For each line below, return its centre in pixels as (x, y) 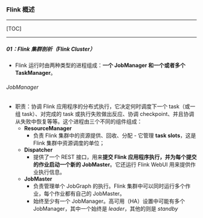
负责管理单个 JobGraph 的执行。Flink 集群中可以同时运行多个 (109, 186)
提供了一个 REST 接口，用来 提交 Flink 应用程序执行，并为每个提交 (115, 157)
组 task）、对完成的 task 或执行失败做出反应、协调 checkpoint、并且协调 (105, 114)
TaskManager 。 (35, 73)
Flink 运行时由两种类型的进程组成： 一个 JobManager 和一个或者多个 (100, 65)
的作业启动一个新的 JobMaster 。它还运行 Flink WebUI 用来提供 (112, 165)
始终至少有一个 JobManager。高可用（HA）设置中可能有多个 (109, 201)
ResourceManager (48, 129)
